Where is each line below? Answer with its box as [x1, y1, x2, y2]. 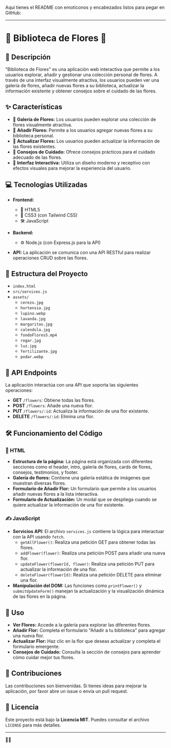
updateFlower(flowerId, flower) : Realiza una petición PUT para [20, 561, 155, 567]
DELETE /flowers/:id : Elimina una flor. [12, 414, 95, 420]
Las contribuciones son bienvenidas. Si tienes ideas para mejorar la [5, 683, 147, 689]
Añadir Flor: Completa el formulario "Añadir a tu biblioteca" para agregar [12, 628, 165, 634]
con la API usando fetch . [12, 534, 65, 540]
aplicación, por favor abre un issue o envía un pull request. [5, 688, 128, 694]
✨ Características [5, 103, 63, 111]
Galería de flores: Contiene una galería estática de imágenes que [12, 474, 150, 480]
